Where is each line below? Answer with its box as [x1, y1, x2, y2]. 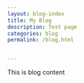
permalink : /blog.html [7, 37, 74, 44]
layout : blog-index [7, 10, 65, 18]
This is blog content [7, 68, 65, 77]
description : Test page [7, 23, 78, 30]
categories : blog [7, 30, 59, 37]
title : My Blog [7, 17, 52, 24]
